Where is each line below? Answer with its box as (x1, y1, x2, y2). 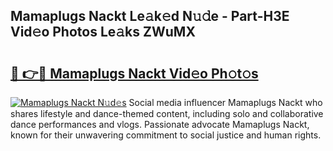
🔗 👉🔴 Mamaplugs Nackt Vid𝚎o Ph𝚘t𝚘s (10, 65, 259, 82)
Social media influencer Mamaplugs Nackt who (128, 97, 323, 108)
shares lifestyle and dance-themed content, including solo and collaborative (10, 108, 324, 119)
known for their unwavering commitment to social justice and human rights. (10, 129, 322, 141)
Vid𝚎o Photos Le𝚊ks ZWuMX (10, 24, 196, 41)
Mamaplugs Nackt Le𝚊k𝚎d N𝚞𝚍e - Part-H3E (10, 8, 290, 25)
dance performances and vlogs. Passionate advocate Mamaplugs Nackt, (10, 119, 310, 130)
